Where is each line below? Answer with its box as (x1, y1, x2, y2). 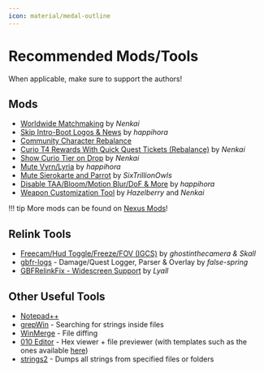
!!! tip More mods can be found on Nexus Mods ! (8, 204, 168, 214)
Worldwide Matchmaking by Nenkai (19, 119, 140, 128)
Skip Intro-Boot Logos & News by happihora (19, 128, 168, 137)
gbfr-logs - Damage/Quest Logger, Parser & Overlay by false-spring (19, 257, 249, 267)
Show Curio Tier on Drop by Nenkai (19, 154, 140, 163)
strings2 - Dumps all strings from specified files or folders (19, 354, 214, 364)
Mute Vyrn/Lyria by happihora (19, 162, 121, 171)
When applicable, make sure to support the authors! (8, 74, 183, 84)
